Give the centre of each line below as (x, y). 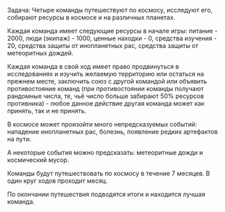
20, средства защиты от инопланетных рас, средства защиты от (103, 46)
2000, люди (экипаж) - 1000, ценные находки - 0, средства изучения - (112, 38)
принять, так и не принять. (47, 111)
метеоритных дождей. (41, 53)
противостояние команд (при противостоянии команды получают (106, 89)
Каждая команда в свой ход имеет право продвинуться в (93, 66)
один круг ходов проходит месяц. (57, 181)
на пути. (19, 139)
